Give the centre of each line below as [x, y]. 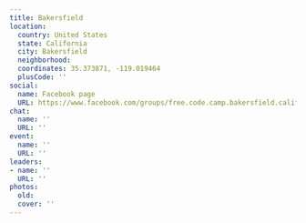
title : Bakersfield [46, 18]
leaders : [26, 162]
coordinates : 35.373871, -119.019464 [89, 69]
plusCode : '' [42, 77]
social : [24, 86]
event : [22, 137]
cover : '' [36, 204]
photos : [24, 188]
